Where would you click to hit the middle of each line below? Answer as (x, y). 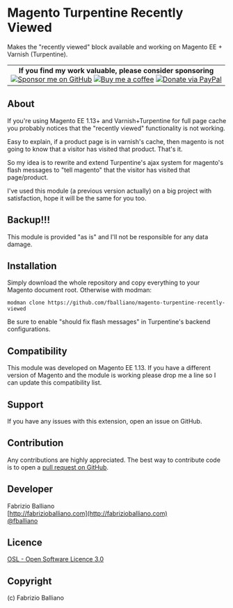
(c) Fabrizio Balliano (36, 598)
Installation (32, 266)
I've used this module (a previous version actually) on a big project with (110, 191)
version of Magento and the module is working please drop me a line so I (112, 375)
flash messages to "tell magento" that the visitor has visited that (99, 170)
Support (25, 405)
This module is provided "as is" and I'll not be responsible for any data (108, 237)
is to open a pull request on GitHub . (58, 467)
